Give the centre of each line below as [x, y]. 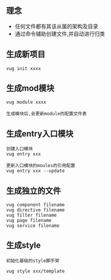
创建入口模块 [20, 149]
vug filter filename [32, 216]
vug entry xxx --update [36, 171]
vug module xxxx [26, 102]
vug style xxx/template [36, 271]
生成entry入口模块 [40, 133]
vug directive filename [36, 210]
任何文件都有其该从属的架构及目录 [56, 26]
